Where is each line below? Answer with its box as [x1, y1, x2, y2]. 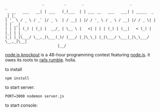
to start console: [5, 102, 38, 108]
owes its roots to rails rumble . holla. [5, 57, 77, 63]
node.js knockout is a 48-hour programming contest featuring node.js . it [5, 52, 150, 57]
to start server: [5, 84, 35, 90]
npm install [5, 76, 29, 81]
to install [5, 67, 22, 72]
